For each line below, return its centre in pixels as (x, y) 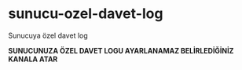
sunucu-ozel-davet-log (86, 14)
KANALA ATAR (33, 59)
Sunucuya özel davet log (48, 35)
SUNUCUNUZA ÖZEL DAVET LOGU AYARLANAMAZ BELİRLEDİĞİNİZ (121, 50)
